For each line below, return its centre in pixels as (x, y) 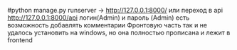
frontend (20, 40)
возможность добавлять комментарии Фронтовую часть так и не (107, 25)
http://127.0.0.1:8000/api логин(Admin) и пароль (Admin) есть (99, 18)
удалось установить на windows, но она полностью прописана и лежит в (119, 32)
